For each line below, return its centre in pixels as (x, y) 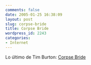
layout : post (19, 19)
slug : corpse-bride (26, 24)
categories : (18, 38)
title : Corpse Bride (27, 29)
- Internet (17, 43)
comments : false (22, 10)
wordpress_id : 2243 (26, 33)
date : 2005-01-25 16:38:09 (34, 15)
